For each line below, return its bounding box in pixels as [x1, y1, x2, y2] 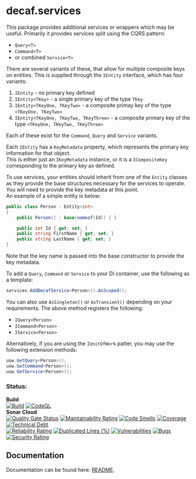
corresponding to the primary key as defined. [6, 162, 116, 169]
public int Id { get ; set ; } [16, 225, 88, 231]
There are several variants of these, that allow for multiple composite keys [6, 65, 185, 72]
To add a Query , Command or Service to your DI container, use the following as [6, 270, 190, 278]
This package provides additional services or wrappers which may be [6, 24, 174, 31]
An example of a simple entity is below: [6, 192, 101, 199]
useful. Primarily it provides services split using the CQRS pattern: [6, 29, 165, 37]
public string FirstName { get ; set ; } [16, 231, 114, 237]
